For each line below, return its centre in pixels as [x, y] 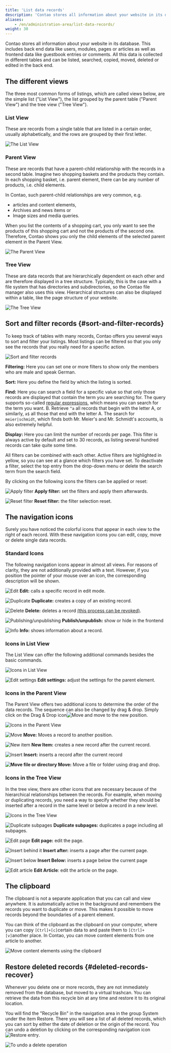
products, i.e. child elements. [36, 185]
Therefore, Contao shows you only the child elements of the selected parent [85, 236]
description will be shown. [33, 581]
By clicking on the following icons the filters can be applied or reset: [76, 481]
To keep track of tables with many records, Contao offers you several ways [84, 336]
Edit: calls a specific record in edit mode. [63, 591]
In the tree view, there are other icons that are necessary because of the [81, 789]
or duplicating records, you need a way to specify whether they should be [83, 800]
